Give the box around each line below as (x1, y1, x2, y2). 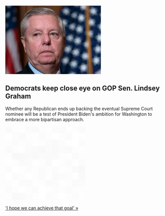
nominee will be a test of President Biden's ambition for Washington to (5, 111, 152, 117)
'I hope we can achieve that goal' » (5, 205, 79, 211)
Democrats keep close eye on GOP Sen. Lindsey (5, 84, 160, 93)
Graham (5, 92, 31, 101)
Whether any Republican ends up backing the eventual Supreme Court (5, 105, 153, 112)
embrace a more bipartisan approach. (5, 116, 85, 122)
